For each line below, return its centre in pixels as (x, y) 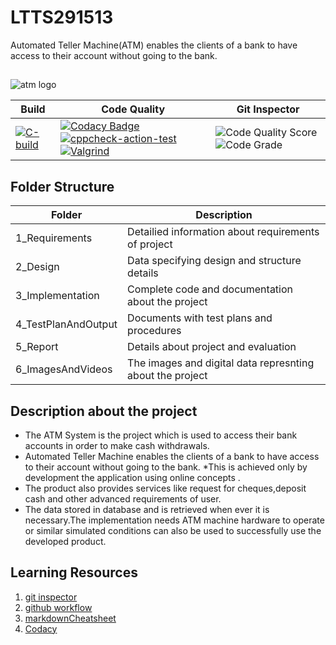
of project (150, 244)
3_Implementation (57, 296)
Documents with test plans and (200, 318)
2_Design (37, 267)
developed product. (65, 541)
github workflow (58, 607)
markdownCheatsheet (70, 618)
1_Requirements (54, 238)
